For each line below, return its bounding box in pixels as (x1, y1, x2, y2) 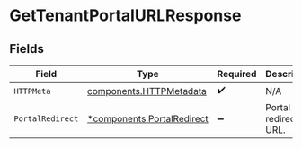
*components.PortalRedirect (86, 113, 209, 125)
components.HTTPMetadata (86, 84, 207, 97)
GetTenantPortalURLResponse (9, 5, 242, 26)
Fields (9, 41, 45, 57)
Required (217, 68, 257, 80)
